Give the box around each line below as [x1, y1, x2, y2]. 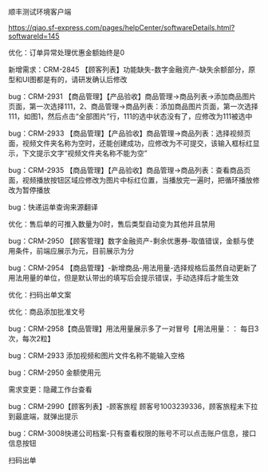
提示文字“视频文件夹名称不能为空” [35, 148, 148, 158]
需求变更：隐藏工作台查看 [8, 385, 93, 394]
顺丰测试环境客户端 [8, 7, 72, 16]
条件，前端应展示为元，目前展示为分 [14, 246, 134, 255]
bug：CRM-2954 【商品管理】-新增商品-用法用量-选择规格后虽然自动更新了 [8, 263, 258, 273]
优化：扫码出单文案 [8, 290, 72, 299]
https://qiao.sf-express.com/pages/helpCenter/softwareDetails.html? [8, 23, 235, 32]
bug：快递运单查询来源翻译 [8, 203, 98, 211]
